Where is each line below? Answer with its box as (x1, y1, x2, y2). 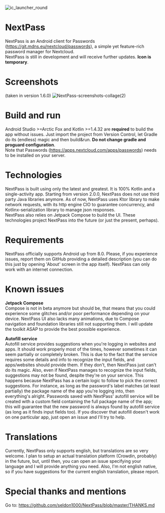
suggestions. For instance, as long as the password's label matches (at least (5, 383, 160, 388)
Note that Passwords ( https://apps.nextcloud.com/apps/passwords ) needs (5, 147, 157, 153)
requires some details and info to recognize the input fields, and (5, 356, 134, 362)
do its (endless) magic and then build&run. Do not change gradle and (5, 136, 146, 142)
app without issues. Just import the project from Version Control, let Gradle (5, 131, 158, 137)
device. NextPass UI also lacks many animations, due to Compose (5, 316, 139, 321)
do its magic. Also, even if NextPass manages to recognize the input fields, (5, 367, 157, 373)
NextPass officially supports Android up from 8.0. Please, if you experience (5, 251, 158, 256)
